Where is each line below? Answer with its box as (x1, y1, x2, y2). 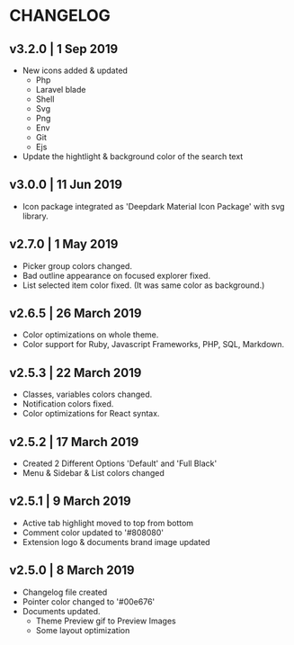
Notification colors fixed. (22, 399, 114, 409)
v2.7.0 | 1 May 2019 (9, 237, 119, 252)
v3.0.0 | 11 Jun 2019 (9, 177, 123, 193)
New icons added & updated (22, 65, 129, 76)
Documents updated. (22, 605, 101, 616)
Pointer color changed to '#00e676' (22, 596, 156, 607)
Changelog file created (22, 587, 108, 597)
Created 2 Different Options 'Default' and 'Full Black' (22, 458, 218, 469)
